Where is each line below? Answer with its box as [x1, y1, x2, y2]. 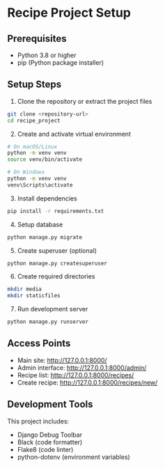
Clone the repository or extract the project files [17, 97, 152, 105]
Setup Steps [7, 79, 61, 91]
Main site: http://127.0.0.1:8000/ [17, 356, 107, 364]
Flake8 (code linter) [17, 445, 74, 453]
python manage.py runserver [7, 318, 89, 325]
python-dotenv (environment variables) [17, 453, 130, 461]
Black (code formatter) [17, 437, 83, 446]
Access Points [7, 338, 71, 350]
